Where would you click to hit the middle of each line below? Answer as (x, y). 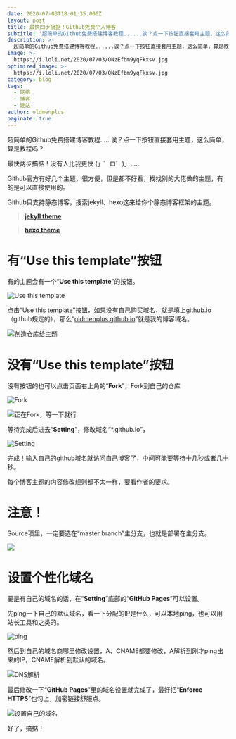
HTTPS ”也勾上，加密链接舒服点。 (56, 699)
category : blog (29, 79)
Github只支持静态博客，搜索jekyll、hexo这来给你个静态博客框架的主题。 (111, 202)
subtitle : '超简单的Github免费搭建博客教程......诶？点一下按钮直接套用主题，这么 (117, 33)
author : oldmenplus (36, 112)
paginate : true (29, 118)
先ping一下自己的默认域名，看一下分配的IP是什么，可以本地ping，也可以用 (115, 614)
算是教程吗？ (26, 148)
